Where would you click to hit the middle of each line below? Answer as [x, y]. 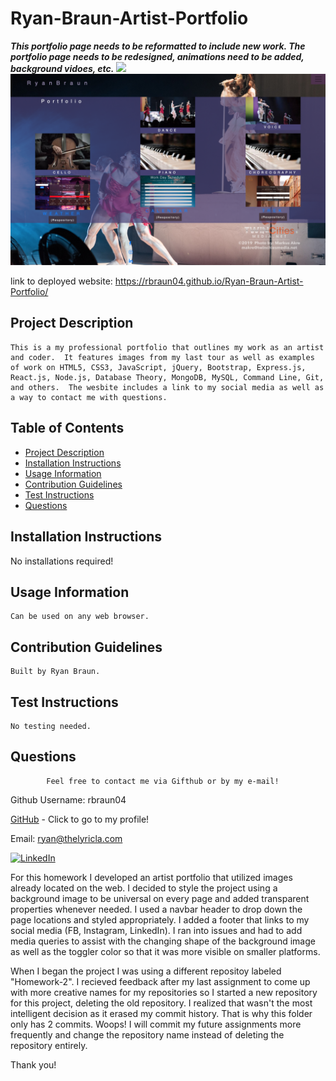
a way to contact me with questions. [89, 397]
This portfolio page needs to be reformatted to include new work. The [158, 46]
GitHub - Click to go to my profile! [80, 819]
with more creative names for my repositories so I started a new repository [164, 992]
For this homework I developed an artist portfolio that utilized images [151, 877]
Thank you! [33, 1064]
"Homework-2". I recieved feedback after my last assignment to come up [160, 981]
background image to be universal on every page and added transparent [160, 898]
